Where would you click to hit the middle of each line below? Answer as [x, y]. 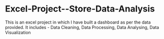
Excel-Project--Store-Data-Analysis [80, 9]
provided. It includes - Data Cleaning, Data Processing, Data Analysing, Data [82, 27]
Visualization [18, 32]
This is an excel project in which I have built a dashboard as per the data [78, 22]
